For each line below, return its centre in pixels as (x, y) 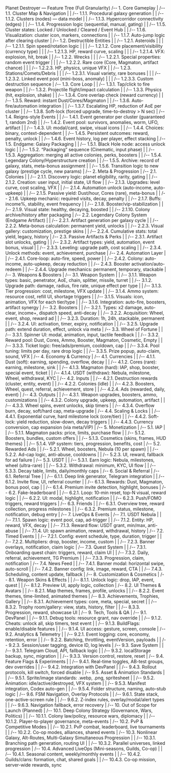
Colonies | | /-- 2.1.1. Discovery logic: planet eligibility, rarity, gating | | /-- (81, 177)
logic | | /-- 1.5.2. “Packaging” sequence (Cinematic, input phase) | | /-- (80, 149)
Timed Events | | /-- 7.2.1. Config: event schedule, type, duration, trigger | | (83, 536)
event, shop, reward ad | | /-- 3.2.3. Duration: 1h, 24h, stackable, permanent (85, 318)
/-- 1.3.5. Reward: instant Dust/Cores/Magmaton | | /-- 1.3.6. (68, 100)
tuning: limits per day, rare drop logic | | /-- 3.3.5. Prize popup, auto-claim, (83, 351)
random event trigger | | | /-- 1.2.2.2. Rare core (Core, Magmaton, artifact (82, 62)
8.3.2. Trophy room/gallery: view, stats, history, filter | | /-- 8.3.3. (73, 607)
